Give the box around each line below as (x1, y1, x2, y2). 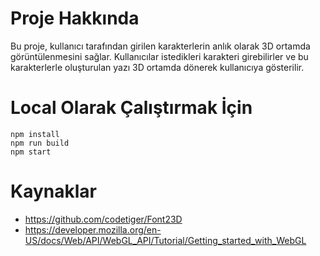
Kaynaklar (10, 180, 97, 203)
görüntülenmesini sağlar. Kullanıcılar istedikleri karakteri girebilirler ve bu (10, 50, 309, 62)
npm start (10, 147, 52, 157)
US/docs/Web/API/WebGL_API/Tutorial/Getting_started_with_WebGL (24, 234, 307, 246)
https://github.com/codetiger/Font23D (24, 213, 183, 225)
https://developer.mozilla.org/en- (24, 223, 162, 236)
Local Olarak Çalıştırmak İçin (10, 97, 253, 119)
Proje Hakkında (10, 7, 140, 30)
